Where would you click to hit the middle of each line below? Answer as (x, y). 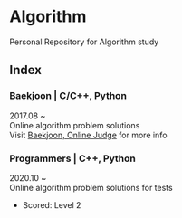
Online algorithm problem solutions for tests (91, 187)
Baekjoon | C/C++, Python (68, 96)
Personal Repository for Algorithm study (84, 42)
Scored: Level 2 (52, 204)
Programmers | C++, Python (72, 158)
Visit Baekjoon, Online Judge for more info (88, 135)
